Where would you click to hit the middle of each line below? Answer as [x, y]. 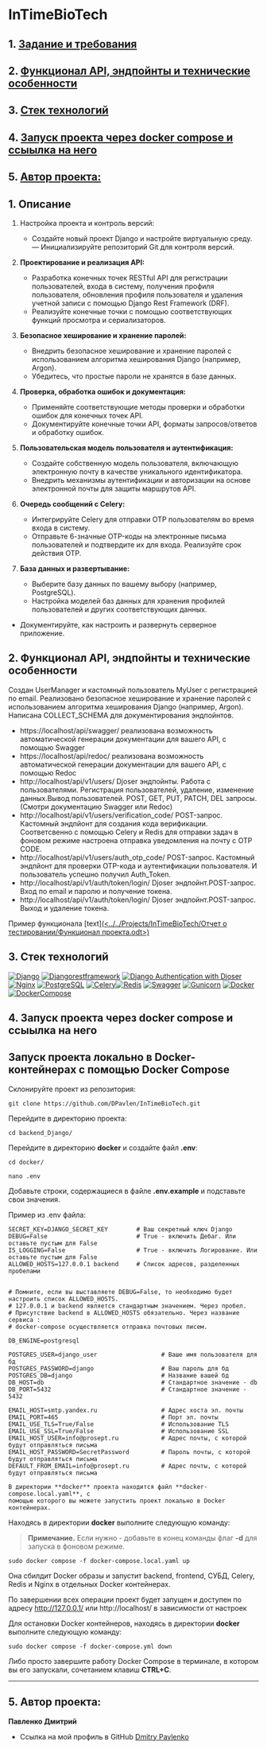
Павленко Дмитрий [43, 1721]
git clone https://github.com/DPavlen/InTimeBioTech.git [104, 1103]
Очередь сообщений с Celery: [72, 503]
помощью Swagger [52, 747]
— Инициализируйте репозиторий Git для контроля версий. [133, 247]
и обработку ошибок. [68, 432]
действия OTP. [56, 553]
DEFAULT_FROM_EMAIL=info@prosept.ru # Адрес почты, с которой [128, 1466]
